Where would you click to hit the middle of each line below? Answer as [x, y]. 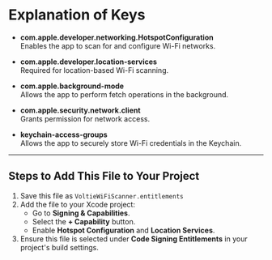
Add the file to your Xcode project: [78, 204]
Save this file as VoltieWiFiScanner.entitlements [102, 195]
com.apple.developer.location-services [89, 62]
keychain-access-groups [64, 134]
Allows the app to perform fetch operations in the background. [124, 94]
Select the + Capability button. [84, 221]
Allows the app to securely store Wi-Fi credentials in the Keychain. [131, 143]
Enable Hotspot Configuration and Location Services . [123, 230]
